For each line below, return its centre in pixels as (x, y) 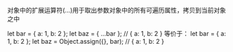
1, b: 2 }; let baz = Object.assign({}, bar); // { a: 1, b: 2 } (86, 41)
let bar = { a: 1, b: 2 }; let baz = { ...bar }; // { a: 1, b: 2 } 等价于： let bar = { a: (117, 34)
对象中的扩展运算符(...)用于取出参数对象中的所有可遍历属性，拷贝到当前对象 (117, 10)
